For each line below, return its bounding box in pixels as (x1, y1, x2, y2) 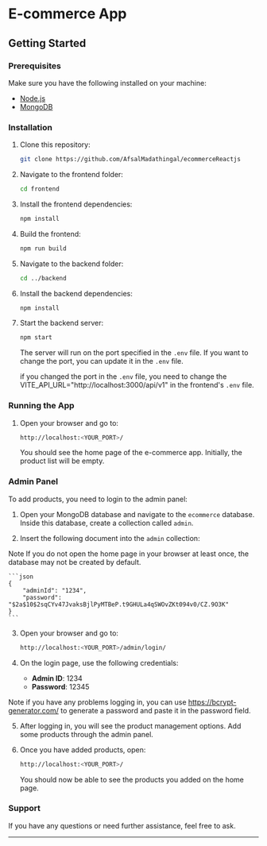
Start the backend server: (19, 319, 104, 328)
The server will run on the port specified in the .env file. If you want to (19, 348, 249, 357)
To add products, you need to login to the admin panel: (8, 494, 188, 504)
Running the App (8, 400, 75, 411)
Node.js (19, 93, 46, 103)
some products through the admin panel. (19, 729, 153, 739)
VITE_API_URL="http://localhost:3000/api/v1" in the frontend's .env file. (19, 381, 254, 390)
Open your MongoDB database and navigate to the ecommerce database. (19, 509, 255, 519)
